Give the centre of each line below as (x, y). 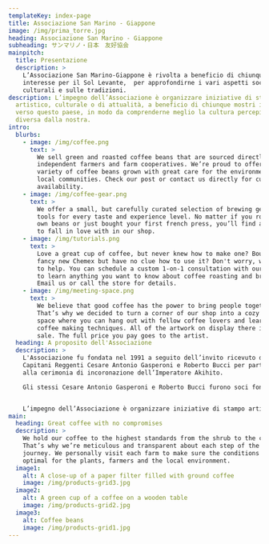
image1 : (28, 468)
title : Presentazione (52, 61)
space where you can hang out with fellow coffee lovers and (141, 321)
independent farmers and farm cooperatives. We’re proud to (139, 165)
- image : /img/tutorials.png (71, 239)
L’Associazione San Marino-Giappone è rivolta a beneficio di (128, 75)
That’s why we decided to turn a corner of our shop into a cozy (149, 313)
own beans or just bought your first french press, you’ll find (147, 224)
